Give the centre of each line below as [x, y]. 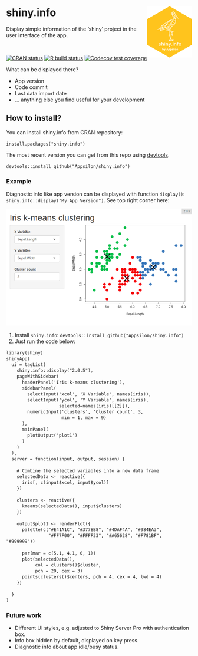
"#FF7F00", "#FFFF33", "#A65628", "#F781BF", [105, 535]
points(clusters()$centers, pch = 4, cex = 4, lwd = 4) [92, 577]
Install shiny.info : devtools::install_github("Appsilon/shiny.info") [99, 335]
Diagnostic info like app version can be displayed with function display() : [95, 194]
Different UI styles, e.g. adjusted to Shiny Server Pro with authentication [102, 628]
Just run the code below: [45, 341]
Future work [24, 615]
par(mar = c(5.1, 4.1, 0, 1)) [59, 553]
